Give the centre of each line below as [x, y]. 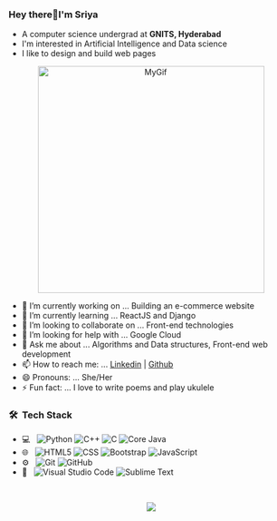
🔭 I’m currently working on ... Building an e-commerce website [138, 306]
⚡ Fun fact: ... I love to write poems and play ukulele [118, 388]
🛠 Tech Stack [41, 415]
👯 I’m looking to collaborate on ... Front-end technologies [128, 325]
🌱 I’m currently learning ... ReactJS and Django [109, 316]
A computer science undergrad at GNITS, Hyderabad [121, 34]
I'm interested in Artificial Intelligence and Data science [124, 44]
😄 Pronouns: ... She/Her [67, 378]
